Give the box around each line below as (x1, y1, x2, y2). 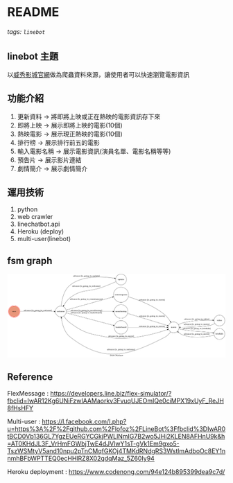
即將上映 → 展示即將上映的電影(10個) (17, 121, 123, 129)
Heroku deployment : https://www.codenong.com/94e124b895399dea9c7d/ (7, 468, 225, 476)
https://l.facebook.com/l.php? (41, 417, 127, 426)
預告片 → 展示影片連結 (17, 155, 82, 164)
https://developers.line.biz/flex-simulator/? (50, 389, 172, 398)
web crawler (17, 213, 53, 221)
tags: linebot (7, 27, 46, 35)
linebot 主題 (7, 51, 59, 62)
